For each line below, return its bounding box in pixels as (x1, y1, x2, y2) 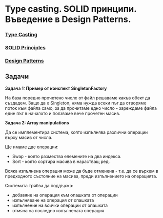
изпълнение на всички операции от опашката (12, 202, 108, 208)
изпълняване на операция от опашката (12, 197, 94, 203)
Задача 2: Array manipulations (5, 119, 69, 125)
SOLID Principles (5, 44, 46, 51)
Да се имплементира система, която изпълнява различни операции (5, 129, 148, 135)
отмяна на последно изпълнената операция (12, 207, 104, 213)
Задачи (5, 72, 29, 81)
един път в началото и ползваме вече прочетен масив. (5, 110, 121, 116)
